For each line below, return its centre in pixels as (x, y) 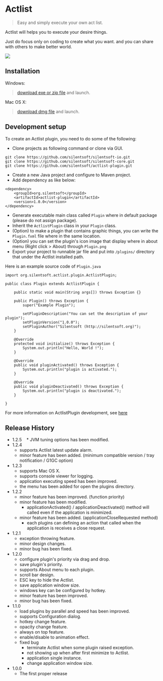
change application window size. (60, 663)
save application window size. (50, 585)
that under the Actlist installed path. (48, 257)
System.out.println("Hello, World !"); (63, 348)
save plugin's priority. (41, 565)
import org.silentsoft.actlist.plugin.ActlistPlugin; (61, 275)
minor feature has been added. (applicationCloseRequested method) (89, 518)
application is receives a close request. (66, 528)
